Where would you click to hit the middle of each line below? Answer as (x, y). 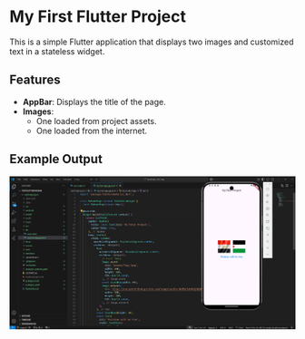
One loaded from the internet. (92, 131)
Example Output (56, 159)
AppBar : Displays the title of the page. (94, 102)
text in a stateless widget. (57, 51)
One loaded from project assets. (96, 121)
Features (35, 80)
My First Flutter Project (98, 17)
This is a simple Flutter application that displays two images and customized (152, 42)
